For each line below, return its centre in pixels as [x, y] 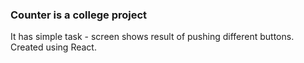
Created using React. [53, 47]
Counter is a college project [79, 15]
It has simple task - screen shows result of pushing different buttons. [152, 37]
